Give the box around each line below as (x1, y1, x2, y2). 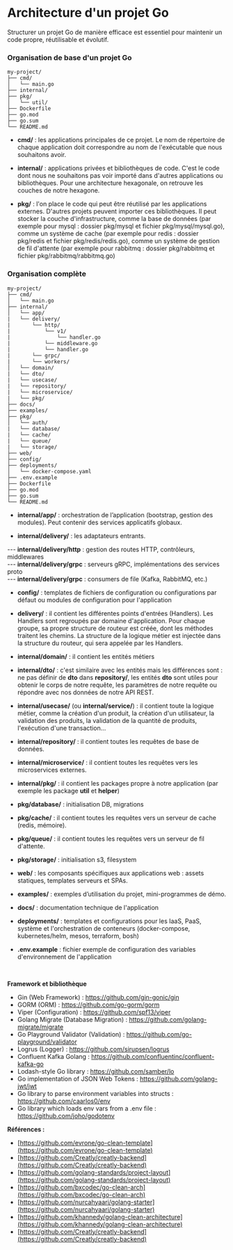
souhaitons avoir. (17, 151, 67, 159)
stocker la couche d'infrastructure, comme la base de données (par (17, 215, 211, 223)
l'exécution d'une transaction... (17, 724, 106, 732)
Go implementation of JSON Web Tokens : (17, 1074, 139, 1083)
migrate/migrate (17, 1023, 64, 1031)
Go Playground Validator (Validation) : (17, 1030, 125, 1038)
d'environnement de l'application (17, 952, 112, 961)
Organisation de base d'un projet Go (7, 52, 132, 62)
